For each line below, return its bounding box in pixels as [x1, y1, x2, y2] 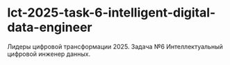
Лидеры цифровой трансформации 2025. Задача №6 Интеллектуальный [7, 42, 224, 50]
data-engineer [7, 19, 92, 35]
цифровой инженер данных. [7, 50, 91, 58]
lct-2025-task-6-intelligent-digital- [7, 5, 216, 21]
